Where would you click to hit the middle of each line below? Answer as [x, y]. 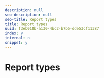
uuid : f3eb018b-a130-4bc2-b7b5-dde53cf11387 [52, 29]
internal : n [17, 38]
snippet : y [16, 43]
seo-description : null [29, 15]
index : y [14, 33]
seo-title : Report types [31, 19]
